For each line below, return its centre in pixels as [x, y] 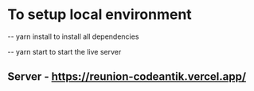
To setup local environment [100, 15]
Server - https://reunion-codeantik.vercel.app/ [127, 77]
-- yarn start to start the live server [64, 51]
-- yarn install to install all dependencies [73, 36]
